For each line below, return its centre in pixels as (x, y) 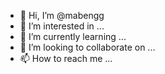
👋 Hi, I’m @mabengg (62, 15)
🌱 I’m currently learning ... (73, 36)
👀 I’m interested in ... (62, 26)
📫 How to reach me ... (66, 58)
